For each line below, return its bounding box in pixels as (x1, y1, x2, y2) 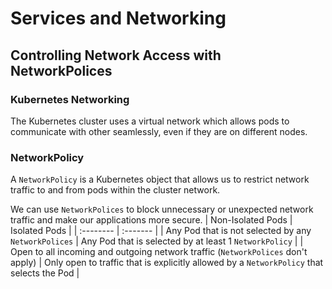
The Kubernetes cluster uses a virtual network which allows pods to (10, 115, 290, 127)
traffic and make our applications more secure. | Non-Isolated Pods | (10, 214, 293, 226)
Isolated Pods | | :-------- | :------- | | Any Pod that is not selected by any (10, 225, 312, 237)
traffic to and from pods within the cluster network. (10, 184, 221, 196)
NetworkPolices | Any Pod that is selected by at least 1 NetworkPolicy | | (10, 235, 304, 247)
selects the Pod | (10, 267, 80, 279)
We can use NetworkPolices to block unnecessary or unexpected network (10, 203, 314, 216)
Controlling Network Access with (10, 47, 222, 64)
